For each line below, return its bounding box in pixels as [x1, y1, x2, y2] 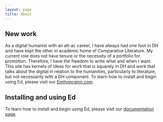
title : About [5, 12, 32, 17]
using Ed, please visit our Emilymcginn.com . [5, 79, 94, 85]
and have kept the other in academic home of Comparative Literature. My [5, 48, 153, 54]
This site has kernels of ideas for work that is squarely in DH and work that [5, 63, 156, 69]
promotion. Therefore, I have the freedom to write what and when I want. [5, 58, 152, 64]
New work [5, 30, 37, 38]
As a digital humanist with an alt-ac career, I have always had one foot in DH [5, 42, 159, 49]
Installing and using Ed [5, 93, 76, 102]
